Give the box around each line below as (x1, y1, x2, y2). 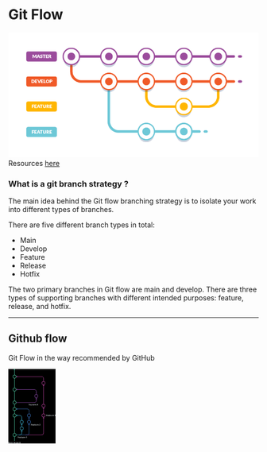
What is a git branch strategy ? (8, 178, 129, 189)
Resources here (8, 158, 60, 168)
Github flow (8, 332, 68, 346)
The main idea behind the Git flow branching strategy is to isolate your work (8, 196, 257, 206)
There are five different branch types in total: (8, 220, 155, 230)
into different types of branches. (8, 204, 114, 214)
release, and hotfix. (8, 301, 72, 311)
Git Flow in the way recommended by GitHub (8, 353, 155, 362)
